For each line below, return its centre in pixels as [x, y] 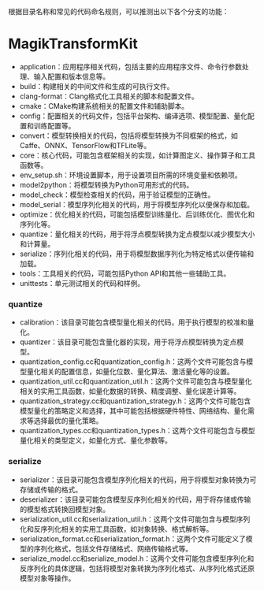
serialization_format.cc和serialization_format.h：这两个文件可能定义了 [133, 539]
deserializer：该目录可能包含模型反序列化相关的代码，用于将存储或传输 [135, 499]
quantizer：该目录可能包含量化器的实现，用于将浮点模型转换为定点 [128, 342]
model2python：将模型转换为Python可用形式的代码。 [106, 184]
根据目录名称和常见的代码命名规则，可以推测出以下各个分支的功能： [119, 11]
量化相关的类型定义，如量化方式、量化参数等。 [95, 440]
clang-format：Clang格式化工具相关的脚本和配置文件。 [109, 96]
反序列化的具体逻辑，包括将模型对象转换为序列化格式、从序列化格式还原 [137, 568]
